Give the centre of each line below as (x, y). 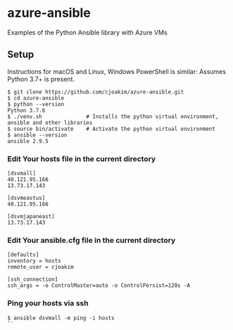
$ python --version (36, 104)
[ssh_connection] (33, 279)
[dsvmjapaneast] (31, 217)
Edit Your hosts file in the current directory (82, 158)
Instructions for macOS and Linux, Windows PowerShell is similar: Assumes (117, 71)
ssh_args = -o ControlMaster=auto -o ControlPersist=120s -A (99, 286)
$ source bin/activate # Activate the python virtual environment (112, 129)
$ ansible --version (38, 135)
